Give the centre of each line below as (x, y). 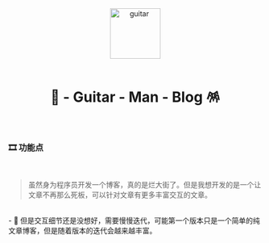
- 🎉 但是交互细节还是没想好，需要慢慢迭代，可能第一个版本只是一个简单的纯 (134, 220)
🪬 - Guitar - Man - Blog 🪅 (135, 97)
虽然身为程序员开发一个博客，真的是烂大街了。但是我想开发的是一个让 (145, 185)
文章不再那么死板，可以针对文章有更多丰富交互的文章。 (120, 195)
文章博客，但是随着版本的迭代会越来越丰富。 (83, 231)
